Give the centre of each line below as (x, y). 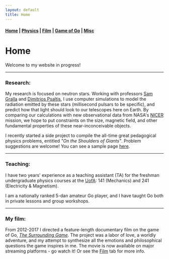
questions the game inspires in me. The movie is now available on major (80, 245)
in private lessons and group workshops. (47, 201)
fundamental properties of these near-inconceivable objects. (68, 126)
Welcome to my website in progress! (43, 65)
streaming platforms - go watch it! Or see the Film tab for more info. (75, 251)
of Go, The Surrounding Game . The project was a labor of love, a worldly (80, 235)
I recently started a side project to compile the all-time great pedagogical (81, 136)
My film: (16, 219)
